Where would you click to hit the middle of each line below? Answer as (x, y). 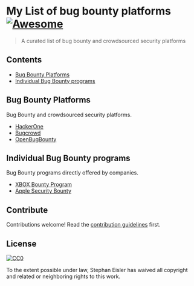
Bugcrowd (28, 133)
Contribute (27, 210)
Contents (24, 60)
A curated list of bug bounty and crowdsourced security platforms (103, 41)
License (21, 244)
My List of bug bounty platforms (89, 11)
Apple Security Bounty (43, 191)
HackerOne (29, 126)
